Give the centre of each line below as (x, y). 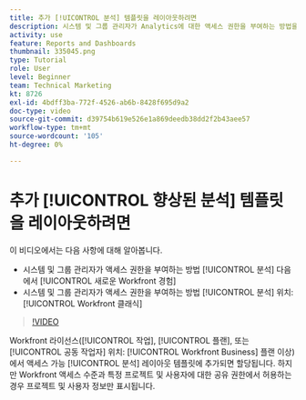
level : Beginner (40, 77)
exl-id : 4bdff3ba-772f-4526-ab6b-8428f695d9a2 (99, 102)
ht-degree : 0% (36, 145)
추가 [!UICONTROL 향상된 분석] (123, 200)
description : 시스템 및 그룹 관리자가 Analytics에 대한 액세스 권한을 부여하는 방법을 (154, 26)
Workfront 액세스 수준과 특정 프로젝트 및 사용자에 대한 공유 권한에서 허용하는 (155, 375)
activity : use (36, 35)
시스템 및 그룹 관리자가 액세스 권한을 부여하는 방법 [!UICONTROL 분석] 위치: (158, 292)
